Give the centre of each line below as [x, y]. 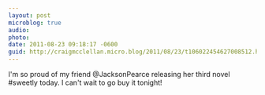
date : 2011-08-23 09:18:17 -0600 [63, 45]
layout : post [30, 15]
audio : [19, 30]
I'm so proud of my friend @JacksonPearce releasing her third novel [119, 74]
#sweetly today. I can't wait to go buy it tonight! [86, 82]
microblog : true [35, 23]
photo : [19, 37]
